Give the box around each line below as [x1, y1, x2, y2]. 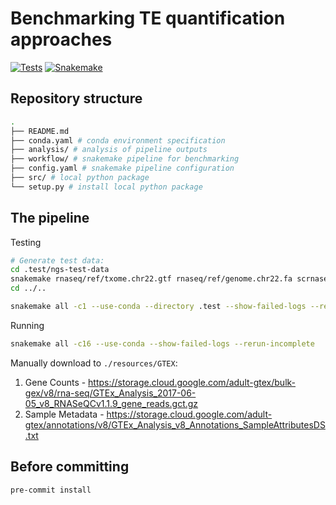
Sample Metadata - [24, 408, 105, 420]
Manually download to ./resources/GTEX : [10, 357, 178, 369]
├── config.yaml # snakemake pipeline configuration [10, 163, 235, 174]
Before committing [10, 458, 130, 476]
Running [10, 319, 45, 331]
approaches [10, 28, 113, 51]
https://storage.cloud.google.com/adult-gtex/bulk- [88, 376, 297, 388]
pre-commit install [10, 485, 92, 495]
